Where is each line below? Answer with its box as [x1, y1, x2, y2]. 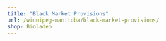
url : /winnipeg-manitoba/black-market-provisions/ [7, 17, 160, 24]
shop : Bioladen [7, 23, 52, 30]
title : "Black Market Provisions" [7, 10, 109, 17]
